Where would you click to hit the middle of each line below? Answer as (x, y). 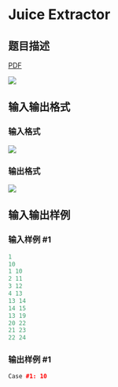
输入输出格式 (39, 107)
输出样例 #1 (29, 360)
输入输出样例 (39, 215)
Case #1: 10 (28, 377)
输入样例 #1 (29, 239)
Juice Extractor (59, 15)
